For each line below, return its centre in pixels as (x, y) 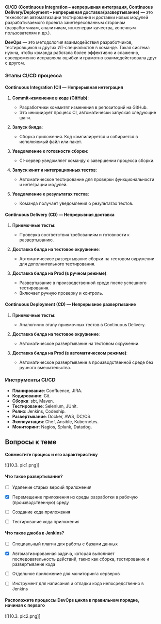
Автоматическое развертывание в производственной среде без (86, 362)
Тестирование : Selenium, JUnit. (45, 406)
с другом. (15, 63)
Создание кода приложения (41, 512)
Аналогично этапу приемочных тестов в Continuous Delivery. (82, 324)
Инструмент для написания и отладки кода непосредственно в (78, 584)
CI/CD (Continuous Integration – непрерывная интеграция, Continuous (79, 7)
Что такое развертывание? (34, 477)
